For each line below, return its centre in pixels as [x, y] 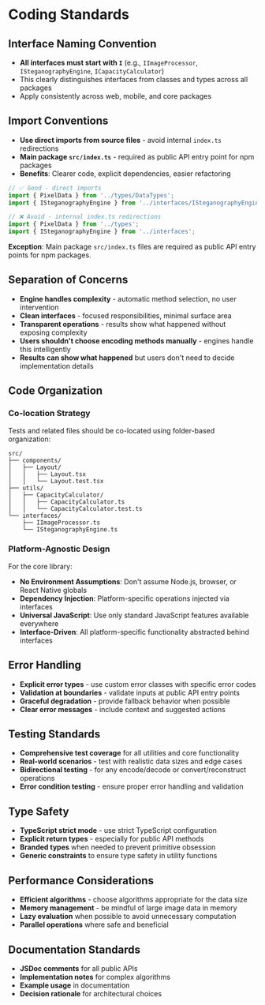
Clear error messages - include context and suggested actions [123, 709]
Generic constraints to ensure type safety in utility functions [118, 856]
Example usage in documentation [75, 985]
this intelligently [45, 349]
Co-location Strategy [49, 414]
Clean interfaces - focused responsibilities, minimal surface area [125, 315]
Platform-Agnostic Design [59, 549]
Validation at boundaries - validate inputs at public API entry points [130, 692]
